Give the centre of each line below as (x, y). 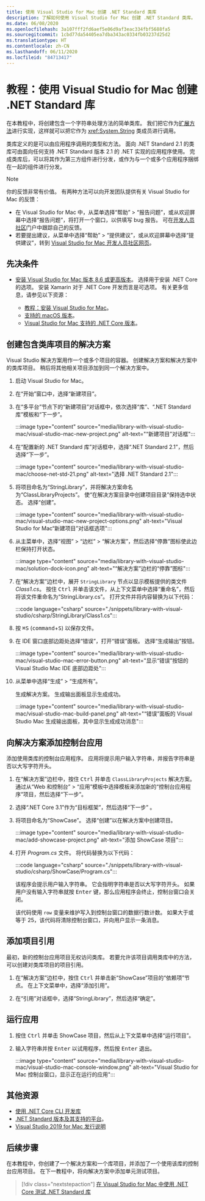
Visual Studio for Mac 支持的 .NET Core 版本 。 (83, 323)
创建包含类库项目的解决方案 (59, 344)
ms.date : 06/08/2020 (33, 23)
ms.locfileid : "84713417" (39, 57)
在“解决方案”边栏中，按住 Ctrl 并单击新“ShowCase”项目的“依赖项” (100, 977)
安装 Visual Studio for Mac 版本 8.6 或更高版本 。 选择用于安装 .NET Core (106, 279)
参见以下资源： (50, 295)
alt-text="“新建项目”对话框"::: (159, 434)
